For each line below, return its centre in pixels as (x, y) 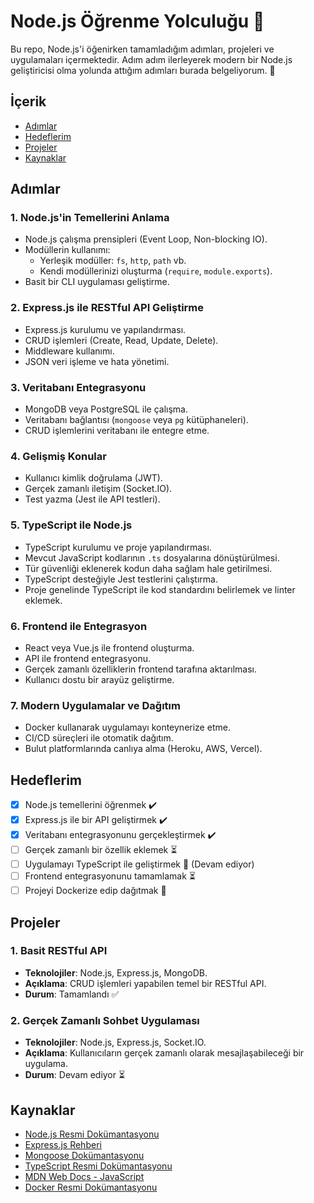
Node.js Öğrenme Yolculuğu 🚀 (137, 21)
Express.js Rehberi (63, 1144)
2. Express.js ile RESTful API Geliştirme (107, 308)
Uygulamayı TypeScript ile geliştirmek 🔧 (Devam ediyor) (139, 864)
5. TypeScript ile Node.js (71, 525)
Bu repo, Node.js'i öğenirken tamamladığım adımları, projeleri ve (142, 49)
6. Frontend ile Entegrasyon (79, 626)
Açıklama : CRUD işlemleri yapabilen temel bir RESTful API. (145, 983)
